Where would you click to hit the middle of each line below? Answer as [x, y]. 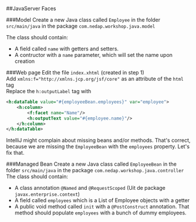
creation [25, 61]
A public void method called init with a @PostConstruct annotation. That [102, 207]
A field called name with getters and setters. [67, 49]
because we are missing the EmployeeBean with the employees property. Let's [98, 146]
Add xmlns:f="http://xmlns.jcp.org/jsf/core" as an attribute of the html [95, 79]
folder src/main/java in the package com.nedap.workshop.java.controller [95, 170]
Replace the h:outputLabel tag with [49, 91]
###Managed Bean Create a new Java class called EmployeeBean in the [92, 164]
